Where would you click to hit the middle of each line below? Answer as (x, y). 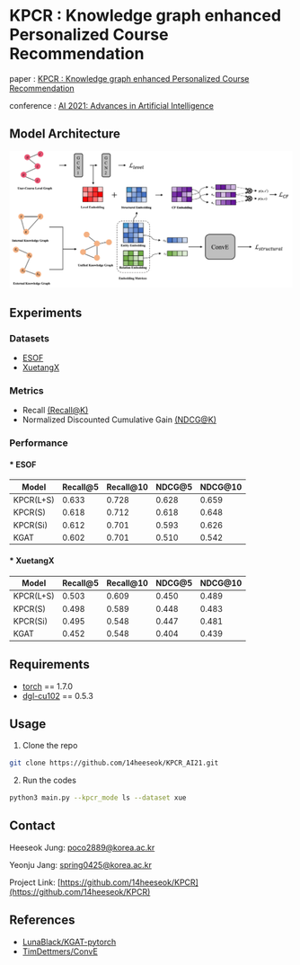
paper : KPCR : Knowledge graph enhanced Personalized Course (129, 78)
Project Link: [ (35, 882)
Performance (39, 443)
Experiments (46, 312)
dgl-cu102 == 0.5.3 (58, 695)
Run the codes (49, 780)
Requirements (49, 664)
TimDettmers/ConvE (60, 951)
